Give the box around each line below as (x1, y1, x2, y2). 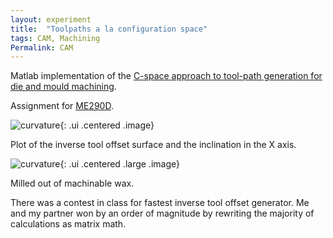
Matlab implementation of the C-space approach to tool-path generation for (10, 70, 323, 82)
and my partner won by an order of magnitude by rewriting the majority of (10, 207, 315, 220)
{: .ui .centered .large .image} (59, 158, 180, 170)
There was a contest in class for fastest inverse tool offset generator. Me (10, 197, 310, 209)
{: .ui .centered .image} (59, 119, 155, 131)
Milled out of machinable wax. (10, 177, 135, 190)
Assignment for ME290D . (10, 100, 114, 112)
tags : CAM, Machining (10, 33, 101, 43)
